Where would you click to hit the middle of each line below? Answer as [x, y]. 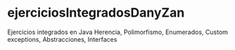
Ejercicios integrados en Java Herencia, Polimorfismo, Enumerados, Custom [118, 32]
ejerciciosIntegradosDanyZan [96, 13]
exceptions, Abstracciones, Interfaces [62, 39]
